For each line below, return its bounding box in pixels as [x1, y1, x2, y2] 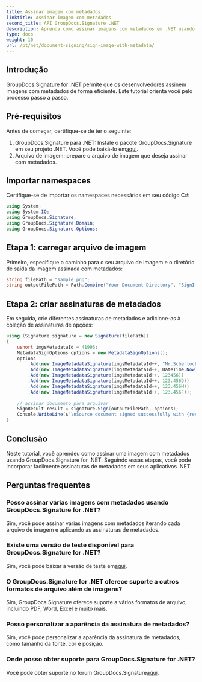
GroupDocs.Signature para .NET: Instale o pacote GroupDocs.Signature [14, 139, 192, 146]
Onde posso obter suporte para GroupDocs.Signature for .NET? [6, 655, 195, 664]
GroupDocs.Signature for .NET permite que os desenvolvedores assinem [6, 81, 186, 88]
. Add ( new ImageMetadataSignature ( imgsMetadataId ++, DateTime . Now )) [28, 366, 200, 373]
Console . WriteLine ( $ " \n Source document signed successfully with [17, 412, 185, 418]
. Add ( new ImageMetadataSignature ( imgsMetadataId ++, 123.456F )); [28, 389, 192, 395]
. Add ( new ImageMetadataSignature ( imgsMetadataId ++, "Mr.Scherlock [28, 361, 198, 367]
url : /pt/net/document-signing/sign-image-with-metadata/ [6, 43, 155, 49]
